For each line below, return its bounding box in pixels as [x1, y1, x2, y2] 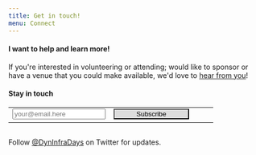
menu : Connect [8, 19, 56, 27]
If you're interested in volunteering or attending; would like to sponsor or [8, 62, 249, 71]
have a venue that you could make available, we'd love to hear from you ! [8, 70, 248, 80]
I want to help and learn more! [8, 44, 110, 54]
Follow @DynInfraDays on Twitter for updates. [8, 137, 162, 147]
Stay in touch [8, 89, 54, 99]
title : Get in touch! [8, 11, 81, 20]
